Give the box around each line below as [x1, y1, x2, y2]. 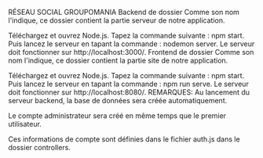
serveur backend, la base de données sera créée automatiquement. [8, 96, 228, 105]
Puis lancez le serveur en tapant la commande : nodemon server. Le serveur [8, 39, 255, 48]
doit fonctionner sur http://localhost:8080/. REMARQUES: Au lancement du [8, 88, 250, 97]
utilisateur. [8, 120, 42, 128]
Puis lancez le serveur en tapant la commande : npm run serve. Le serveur [8, 79, 249, 88]
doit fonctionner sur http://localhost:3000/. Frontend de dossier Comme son [8, 48, 254, 56]
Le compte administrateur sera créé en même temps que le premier [8, 111, 226, 120]
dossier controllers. [8, 143, 71, 152]
